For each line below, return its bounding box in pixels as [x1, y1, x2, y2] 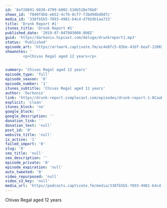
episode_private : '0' [5, 160, 50, 165]
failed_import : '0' [5, 142, 46, 147]
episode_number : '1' [5, 81, 48, 86]
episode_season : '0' [5, 77, 48, 82]
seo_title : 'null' [5, 151, 43, 156]
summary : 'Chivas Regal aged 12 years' [5, 67, 88, 72]
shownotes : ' [5, 49, 32, 54]
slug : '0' [5, 146, 26, 151]
